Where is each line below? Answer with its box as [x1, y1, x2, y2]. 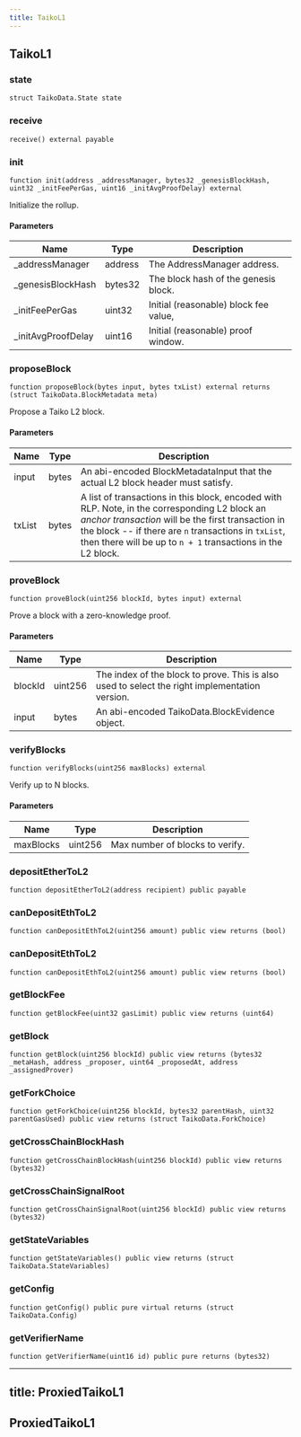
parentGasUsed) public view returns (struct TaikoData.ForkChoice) [9, 1115, 267, 1124]
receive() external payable [9, 135, 115, 144]
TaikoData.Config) [9, 1310, 78, 1320]
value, [148, 310, 175, 322]
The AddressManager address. [148, 258, 279, 270]
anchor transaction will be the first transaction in [80, 513, 285, 525]
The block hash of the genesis [148, 273, 276, 286]
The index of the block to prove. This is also [95, 668, 279, 681]
